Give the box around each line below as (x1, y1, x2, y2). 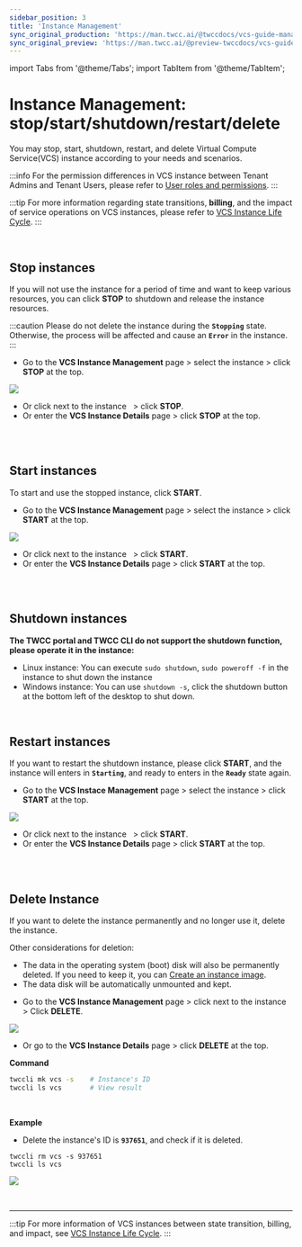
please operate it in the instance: (9, 644, 135, 655)
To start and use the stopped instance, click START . (9, 487, 202, 498)
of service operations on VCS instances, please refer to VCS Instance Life (9, 207, 283, 218)
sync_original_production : (9, 30, 111, 39)
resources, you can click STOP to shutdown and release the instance (9, 293, 265, 304)
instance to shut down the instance (22, 671, 153, 682)
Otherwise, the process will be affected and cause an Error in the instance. (9, 330, 288, 340)
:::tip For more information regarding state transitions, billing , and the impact (9, 197, 293, 208)
